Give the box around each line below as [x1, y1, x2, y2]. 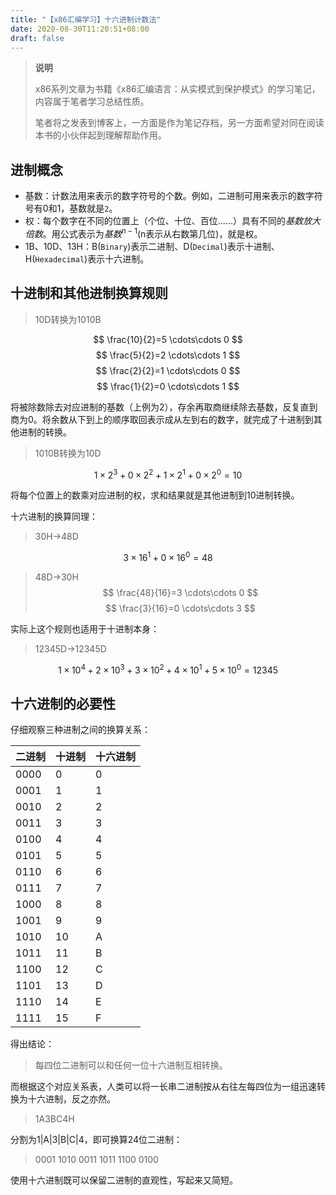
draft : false [10, 33, 65, 43]
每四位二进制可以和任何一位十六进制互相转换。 [34, 1059, 228, 1071]
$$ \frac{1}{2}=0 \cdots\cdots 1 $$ [96, 380, 240, 392]
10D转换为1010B [34, 313, 102, 325]
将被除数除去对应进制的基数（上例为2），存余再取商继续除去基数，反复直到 [10, 401, 318, 413]
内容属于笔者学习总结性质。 [34, 96, 150, 108]
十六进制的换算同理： [10, 511, 98, 523]
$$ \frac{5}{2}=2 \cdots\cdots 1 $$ [95, 349, 241, 361]
